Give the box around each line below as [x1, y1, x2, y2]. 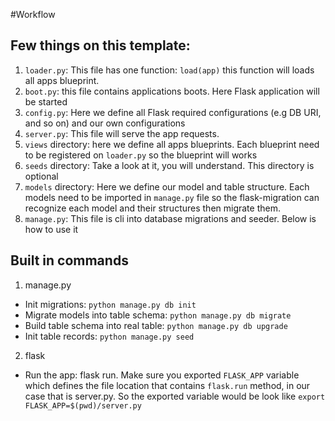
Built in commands [10, 252, 129, 269]
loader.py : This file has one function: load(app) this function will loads [24, 64, 315, 76]
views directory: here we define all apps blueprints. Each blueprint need [24, 138, 320, 150]
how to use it [24, 223, 79, 235]
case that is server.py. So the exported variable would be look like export [24, 390, 326, 402]
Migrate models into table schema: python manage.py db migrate [24, 309, 292, 321]
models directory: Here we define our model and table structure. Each [24, 180, 310, 193]
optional [24, 170, 59, 182]
